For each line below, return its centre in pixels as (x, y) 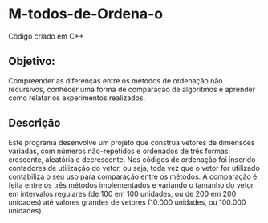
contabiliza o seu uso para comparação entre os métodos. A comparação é (133, 176)
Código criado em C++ (46, 36)
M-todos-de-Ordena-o (85, 14)
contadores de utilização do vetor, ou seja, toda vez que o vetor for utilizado (134, 168)
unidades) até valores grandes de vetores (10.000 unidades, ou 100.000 (127, 202)
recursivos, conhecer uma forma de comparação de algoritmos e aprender (132, 89)
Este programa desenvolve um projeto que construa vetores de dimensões (132, 142)
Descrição (35, 123)
